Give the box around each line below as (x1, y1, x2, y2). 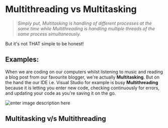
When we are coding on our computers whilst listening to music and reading (5, 69, 163, 75)
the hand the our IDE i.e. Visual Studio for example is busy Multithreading (5, 79, 158, 85)
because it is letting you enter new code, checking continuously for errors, (5, 85, 160, 91)
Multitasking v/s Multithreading (5, 114, 107, 123)
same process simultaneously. (17, 31, 81, 37)
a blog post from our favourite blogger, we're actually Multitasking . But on (5, 74, 160, 80)
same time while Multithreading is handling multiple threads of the (17, 25, 155, 31)
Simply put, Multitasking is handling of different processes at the (17, 20, 152, 26)
